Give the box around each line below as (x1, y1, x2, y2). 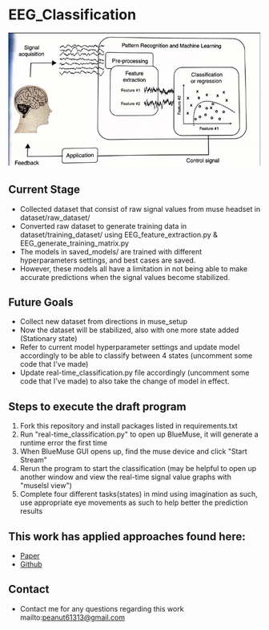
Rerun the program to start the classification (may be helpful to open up (19, 464, 257, 474)
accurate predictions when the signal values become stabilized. (19, 272, 231, 282)
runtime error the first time (19, 438, 108, 448)
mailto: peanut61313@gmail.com (19, 612, 126, 622)
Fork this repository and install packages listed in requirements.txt (19, 421, 238, 431)
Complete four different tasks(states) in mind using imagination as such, (19, 490, 258, 499)
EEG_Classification (8, 6, 137, 24)
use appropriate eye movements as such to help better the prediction (19, 498, 248, 507)
